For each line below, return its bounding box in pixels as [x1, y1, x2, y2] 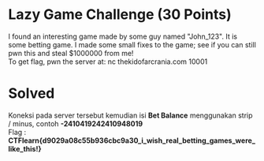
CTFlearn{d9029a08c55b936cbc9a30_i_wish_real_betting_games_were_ [8, 136, 256, 145]
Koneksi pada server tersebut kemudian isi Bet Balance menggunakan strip [8, 110, 254, 120]
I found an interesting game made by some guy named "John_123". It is [8, 32, 238, 41]
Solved [8, 84, 55, 103]
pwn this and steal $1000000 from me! [8, 48, 134, 58]
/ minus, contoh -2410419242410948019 [8, 118, 143, 128]
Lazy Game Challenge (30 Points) [8, 6, 232, 24]
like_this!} [8, 144, 42, 153]
